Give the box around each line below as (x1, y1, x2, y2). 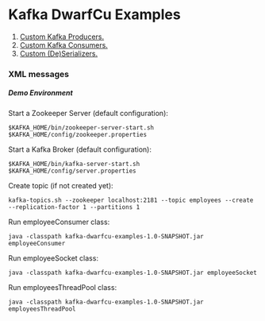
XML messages (8, 68, 70, 79)
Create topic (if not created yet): (8, 180, 113, 190)
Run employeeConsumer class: (8, 217, 110, 226)
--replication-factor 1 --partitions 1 (8, 203, 140, 211)
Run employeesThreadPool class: (8, 282, 117, 292)
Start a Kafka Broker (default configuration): (8, 145, 152, 154)
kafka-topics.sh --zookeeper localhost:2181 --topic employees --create (8, 196, 254, 204)
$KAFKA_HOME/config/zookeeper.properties (8, 130, 148, 138)
